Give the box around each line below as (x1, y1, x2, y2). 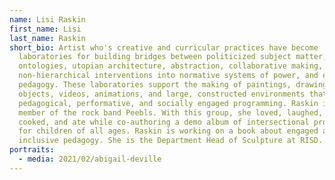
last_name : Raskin (9, 33, 86, 43)
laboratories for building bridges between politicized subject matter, (18, 52, 328, 62)
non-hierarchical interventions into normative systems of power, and (18, 71, 319, 81)
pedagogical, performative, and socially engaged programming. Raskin (18, 98, 319, 108)
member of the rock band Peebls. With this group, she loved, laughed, (18, 107, 324, 118)
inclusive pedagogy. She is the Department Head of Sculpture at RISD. (18, 136, 324, 146)
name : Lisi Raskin (9, 14, 86, 25)
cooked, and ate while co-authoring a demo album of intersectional (18, 117, 310, 127)
